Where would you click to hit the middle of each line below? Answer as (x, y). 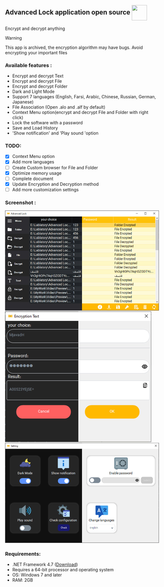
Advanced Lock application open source (68, 12)
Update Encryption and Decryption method (55, 184)
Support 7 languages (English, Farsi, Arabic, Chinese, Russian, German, (84, 97)
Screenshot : (20, 203)
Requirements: (23, 554)
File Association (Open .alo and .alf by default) (59, 107)
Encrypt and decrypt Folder (40, 87)
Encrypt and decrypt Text (38, 76)
